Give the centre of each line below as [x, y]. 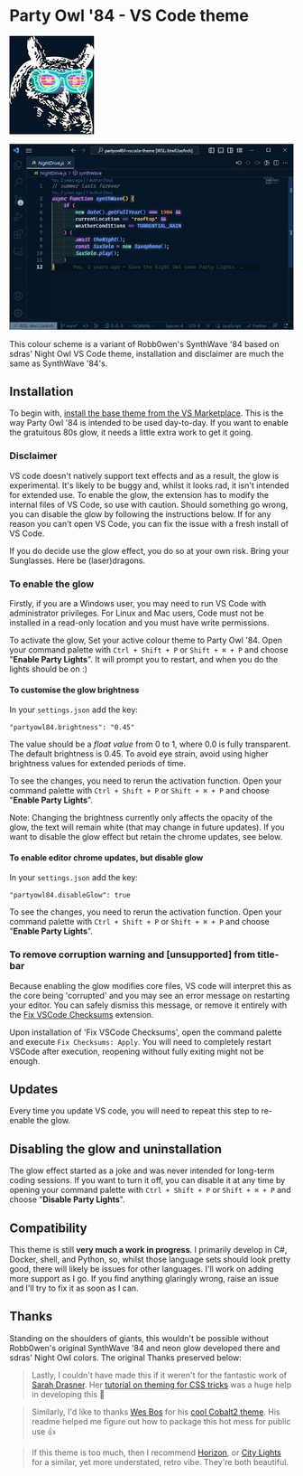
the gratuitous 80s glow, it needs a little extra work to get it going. [131, 432]
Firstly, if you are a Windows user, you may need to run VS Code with [138, 603]
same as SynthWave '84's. [59, 363]
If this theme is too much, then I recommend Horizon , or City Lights [156, 1452]
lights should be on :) [49, 669]
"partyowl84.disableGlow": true [70, 896]
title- [268, 954]
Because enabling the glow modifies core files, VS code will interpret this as [150, 985]
